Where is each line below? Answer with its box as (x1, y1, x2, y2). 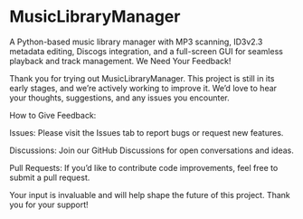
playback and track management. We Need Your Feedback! (9, 55, 232, 66)
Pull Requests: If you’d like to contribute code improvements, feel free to (9, 162, 279, 173)
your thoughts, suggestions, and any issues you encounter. (9, 92, 230, 103)
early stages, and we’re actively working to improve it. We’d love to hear (9, 82, 278, 93)
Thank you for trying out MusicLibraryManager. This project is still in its (9, 72, 275, 83)
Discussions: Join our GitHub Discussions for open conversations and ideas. (9, 145, 294, 156)
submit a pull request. (9, 172, 90, 183)
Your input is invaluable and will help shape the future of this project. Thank (9, 189, 291, 200)
